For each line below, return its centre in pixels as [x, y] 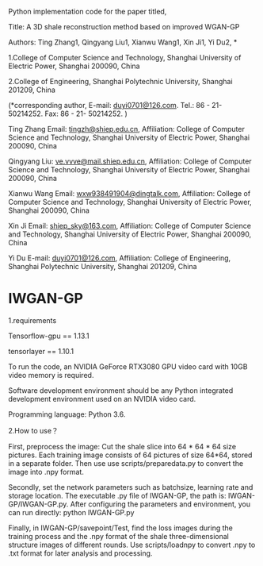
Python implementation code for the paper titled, [88, 12]
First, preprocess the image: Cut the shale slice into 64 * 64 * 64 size [122, 446]
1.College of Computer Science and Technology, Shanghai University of [125, 58]
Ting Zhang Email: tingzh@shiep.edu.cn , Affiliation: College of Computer [127, 129]
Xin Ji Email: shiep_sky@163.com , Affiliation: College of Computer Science [130, 226]
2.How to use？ [34, 430]
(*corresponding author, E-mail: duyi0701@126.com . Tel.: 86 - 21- [115, 105]
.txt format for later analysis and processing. [80, 553]
